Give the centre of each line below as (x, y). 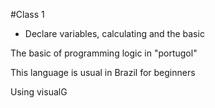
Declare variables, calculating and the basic (114, 33)
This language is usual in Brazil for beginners (103, 72)
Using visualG (39, 92)
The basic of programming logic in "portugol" (104, 53)
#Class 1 (27, 14)
